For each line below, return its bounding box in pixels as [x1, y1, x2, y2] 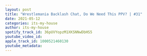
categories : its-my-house [5, 20, 57, 26]
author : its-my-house [5, 25, 49, 30]
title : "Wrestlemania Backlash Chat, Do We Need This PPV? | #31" [5, 12, 143, 17]
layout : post [5, 7, 32, 12]
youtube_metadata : [5, 43, 42, 48]
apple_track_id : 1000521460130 [5, 39, 69, 44]
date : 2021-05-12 [5, 16, 40, 21]
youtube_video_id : [5, 35, 42, 39]
